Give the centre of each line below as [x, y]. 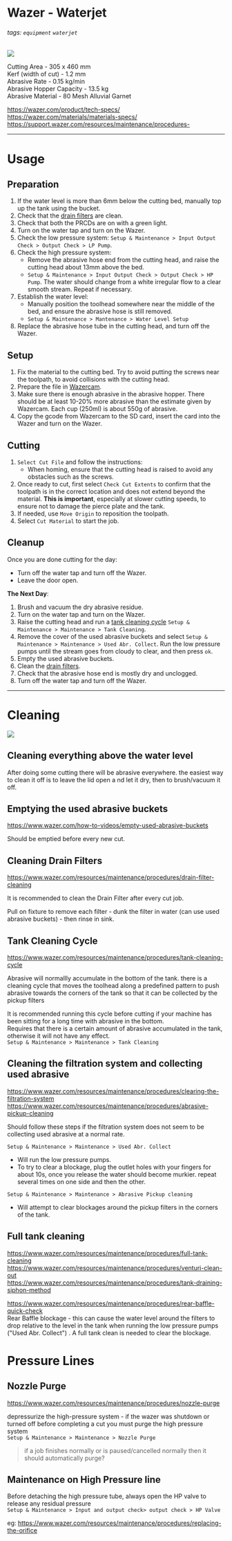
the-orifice [22, 1531]
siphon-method [29, 1289]
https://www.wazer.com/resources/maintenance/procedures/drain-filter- [111, 877]
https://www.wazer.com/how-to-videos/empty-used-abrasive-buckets [108, 825]
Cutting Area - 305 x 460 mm [49, 67]
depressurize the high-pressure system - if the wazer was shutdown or [108, 1416]
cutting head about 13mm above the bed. [86, 267]
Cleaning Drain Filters [55, 861]
